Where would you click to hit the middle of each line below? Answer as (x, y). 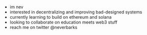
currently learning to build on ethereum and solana (61, 17)
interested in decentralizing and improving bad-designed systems (76, 12)
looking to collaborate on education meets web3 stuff (63, 22)
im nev (16, 7)
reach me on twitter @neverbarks (43, 27)
